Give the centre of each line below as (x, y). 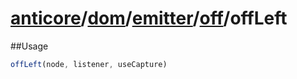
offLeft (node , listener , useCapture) (89, 64)
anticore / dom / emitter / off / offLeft (149, 18)
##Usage (29, 46)
